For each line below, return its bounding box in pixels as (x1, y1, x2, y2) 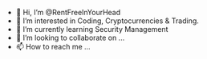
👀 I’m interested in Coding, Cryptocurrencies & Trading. (15, 16, 199, 26)
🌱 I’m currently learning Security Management (15, 25, 168, 33)
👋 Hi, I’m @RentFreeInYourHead (15, 8, 121, 17)
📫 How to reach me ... (15, 42, 91, 51)
